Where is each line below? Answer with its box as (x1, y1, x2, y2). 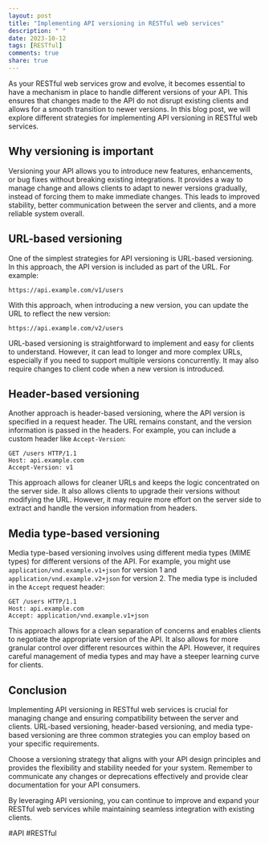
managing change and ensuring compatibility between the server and (8, 713, 238, 723)
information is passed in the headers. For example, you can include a (8, 425, 237, 435)
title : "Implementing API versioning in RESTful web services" (8, 19, 225, 27)
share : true (8, 57, 48, 65)
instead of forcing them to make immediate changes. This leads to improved (8, 191, 260, 201)
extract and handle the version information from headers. (8, 503, 198, 513)
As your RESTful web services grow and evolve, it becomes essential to (8, 78, 246, 88)
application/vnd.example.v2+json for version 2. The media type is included (8, 574, 258, 584)
